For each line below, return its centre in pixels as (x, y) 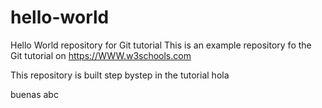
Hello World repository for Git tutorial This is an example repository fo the (161, 45)
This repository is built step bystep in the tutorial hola (120, 75)
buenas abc (34, 94)
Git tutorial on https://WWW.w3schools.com (101, 55)
